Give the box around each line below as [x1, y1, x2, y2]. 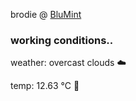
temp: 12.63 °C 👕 [10, 80, 80, 92]
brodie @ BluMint [10, 9, 82, 20]
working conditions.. [10, 33, 114, 47]
